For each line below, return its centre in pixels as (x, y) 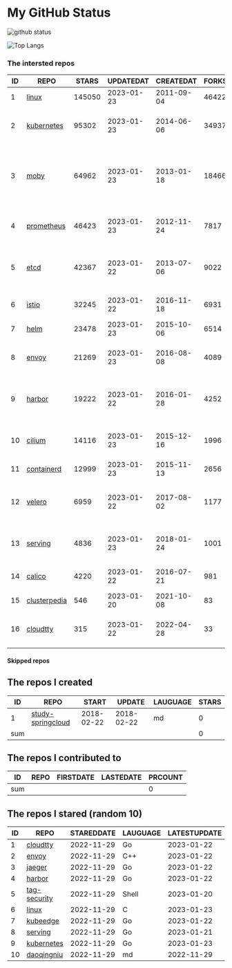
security (40, 899)
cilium (36, 441)
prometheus (46, 226)
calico (36, 576)
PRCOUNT (166, 778)
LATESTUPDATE (195, 833)
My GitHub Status (59, 13)
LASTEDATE (122, 778)
